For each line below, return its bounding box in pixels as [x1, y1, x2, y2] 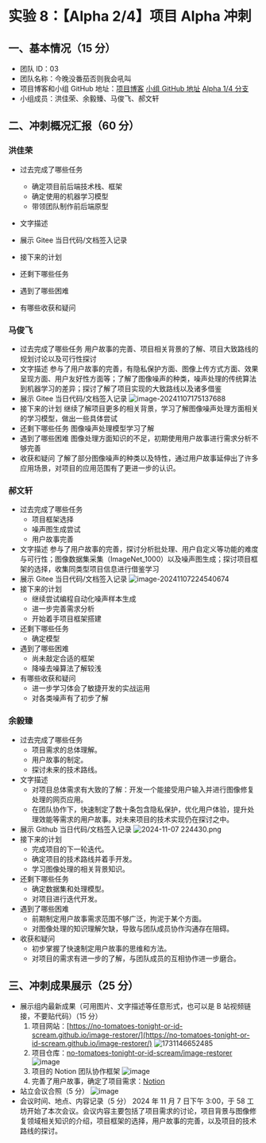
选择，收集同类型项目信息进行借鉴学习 [33, 564, 160, 574]
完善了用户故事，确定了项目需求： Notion [31, 1076, 165, 1086]
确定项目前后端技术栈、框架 [31, 181, 123, 191]
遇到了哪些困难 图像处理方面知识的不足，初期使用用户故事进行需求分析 [19, 433, 252, 443]
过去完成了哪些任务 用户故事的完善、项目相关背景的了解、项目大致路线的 [19, 343, 259, 354]
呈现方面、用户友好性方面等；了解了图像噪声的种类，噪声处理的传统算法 [19, 374, 256, 383]
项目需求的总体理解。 [31, 745, 102, 754]
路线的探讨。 [19, 1126, 62, 1136]
